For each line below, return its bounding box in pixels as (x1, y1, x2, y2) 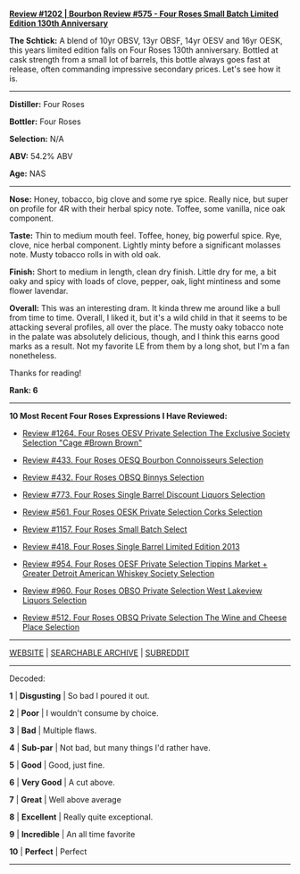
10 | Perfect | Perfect (9, 846, 87, 857)
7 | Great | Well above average (9, 794, 122, 804)
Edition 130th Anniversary (9, 18, 109, 29)
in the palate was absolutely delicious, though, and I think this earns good (9, 332, 279, 341)
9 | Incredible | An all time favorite (9, 829, 136, 839)
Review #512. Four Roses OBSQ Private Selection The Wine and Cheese (21, 612, 287, 623)
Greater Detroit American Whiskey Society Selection (21, 568, 215, 578)
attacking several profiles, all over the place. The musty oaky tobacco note (9, 322, 284, 332)
